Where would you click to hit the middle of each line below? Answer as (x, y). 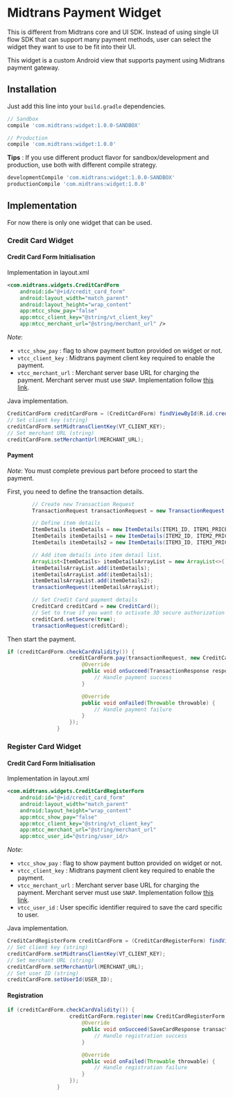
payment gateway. (34, 67)
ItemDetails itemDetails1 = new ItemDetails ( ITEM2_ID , (113, 536)
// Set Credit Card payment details (85, 600)
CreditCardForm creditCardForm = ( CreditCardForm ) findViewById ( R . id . (111, 414)
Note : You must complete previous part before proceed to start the (103, 471)
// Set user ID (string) (43, 973)
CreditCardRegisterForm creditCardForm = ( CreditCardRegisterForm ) (107, 941)
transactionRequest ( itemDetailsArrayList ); (96, 587)
